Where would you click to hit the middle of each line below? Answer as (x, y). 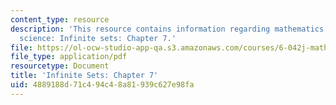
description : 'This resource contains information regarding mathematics (167, 29)
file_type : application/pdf (69, 57)
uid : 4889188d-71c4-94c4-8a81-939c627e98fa (102, 85)
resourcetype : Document (60, 66)
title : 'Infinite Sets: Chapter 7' (84, 76)
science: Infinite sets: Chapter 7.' (98, 38)
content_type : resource (60, 19)
